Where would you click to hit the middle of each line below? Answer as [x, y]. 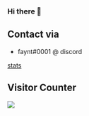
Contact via [33, 35]
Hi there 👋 [25, 11]
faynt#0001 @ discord [50, 51]
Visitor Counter [42, 88]
